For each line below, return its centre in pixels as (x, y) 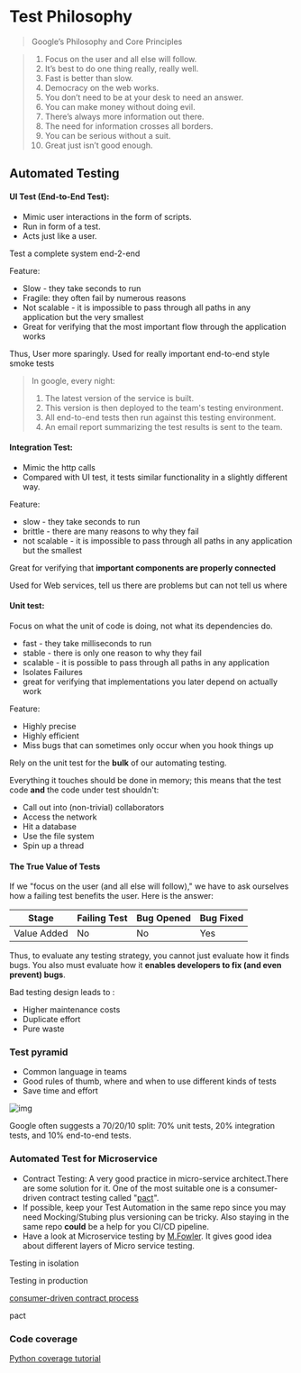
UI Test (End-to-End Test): (59, 197)
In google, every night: (73, 380)
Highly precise (49, 726)
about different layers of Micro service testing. (109, 1245)
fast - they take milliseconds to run (87, 643)
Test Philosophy (71, 17)
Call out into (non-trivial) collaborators (93, 807)
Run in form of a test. (61, 226)
